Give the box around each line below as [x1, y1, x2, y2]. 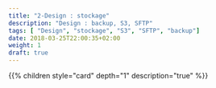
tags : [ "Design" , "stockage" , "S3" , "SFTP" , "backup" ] [8, 26, 200, 34]
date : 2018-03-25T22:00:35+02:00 [8, 34, 121, 42]
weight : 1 [8, 42, 42, 50]
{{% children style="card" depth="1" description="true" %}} [8, 71, 209, 80]
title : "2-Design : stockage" [8, 11, 110, 20]
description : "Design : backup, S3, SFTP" [8, 19, 153, 27]
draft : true [8, 49, 48, 57]
